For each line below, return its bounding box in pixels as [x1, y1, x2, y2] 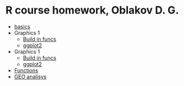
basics [14, 23, 31, 30]
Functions [14, 67, 39, 74]
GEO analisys [14, 73, 47, 80]
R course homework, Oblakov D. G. [5, 4, 179, 17]
